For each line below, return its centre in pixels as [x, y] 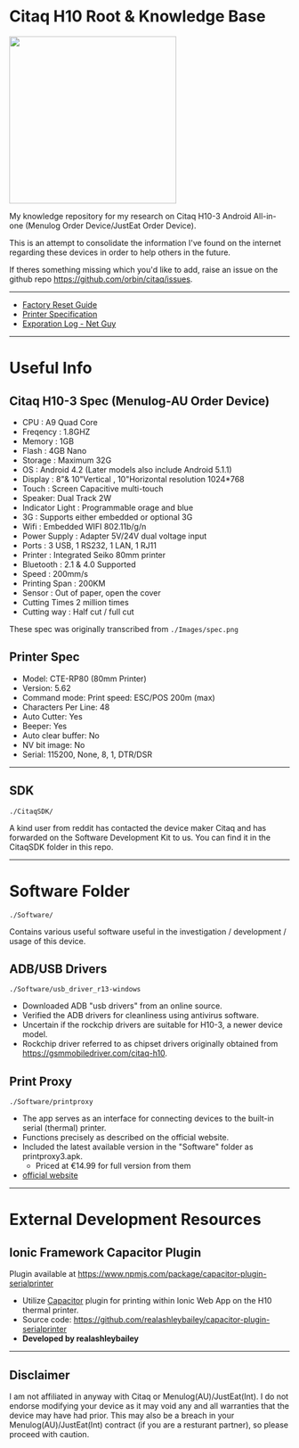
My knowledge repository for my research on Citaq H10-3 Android [130, 216]
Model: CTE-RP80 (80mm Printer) [84, 679]
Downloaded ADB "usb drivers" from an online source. [122, 1006]
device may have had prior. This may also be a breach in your [122, 1415]
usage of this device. [48, 941]
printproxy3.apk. [52, 1156]
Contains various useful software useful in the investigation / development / [148, 931]
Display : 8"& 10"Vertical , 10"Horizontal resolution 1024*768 [133, 479]
